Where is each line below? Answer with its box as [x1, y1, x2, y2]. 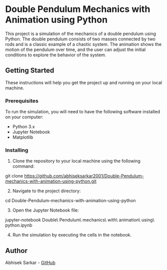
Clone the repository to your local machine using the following [12, 158, 141, 164]
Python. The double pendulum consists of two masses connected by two [5, 36, 156, 42]
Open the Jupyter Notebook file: [12, 207, 79, 213]
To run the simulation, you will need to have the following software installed [5, 109, 160, 115]
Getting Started [5, 66, 54, 75]
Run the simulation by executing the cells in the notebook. [12, 232, 132, 238]
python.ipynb [5, 222, 32, 228]
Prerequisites [5, 97, 38, 104]
